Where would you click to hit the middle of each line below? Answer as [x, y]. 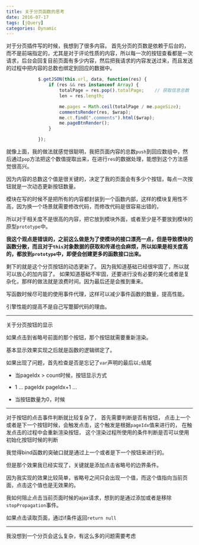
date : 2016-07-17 [28, 17]
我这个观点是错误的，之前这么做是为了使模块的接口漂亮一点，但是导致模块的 [99, 239]
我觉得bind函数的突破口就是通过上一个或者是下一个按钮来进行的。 [87, 452]
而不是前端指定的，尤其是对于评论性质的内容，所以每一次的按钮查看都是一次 [99, 53]
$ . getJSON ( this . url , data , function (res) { [92, 80]
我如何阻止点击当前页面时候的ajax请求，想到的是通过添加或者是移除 [89, 498]
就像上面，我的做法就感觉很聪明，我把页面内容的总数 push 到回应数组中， [94, 151]
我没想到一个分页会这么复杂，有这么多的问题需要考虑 [71, 536]
